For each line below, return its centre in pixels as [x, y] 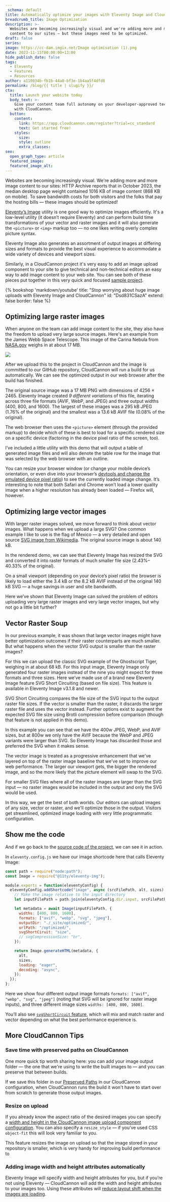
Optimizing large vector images [56, 511]
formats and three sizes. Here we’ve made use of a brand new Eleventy [80, 677]
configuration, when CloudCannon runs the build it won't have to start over [83, 1087]
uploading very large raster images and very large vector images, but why [82, 602]
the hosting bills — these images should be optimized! [61, 202]
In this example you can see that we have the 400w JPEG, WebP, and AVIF [83, 730]
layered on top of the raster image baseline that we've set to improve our [81, 761]
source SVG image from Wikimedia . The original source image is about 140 [83, 540]
